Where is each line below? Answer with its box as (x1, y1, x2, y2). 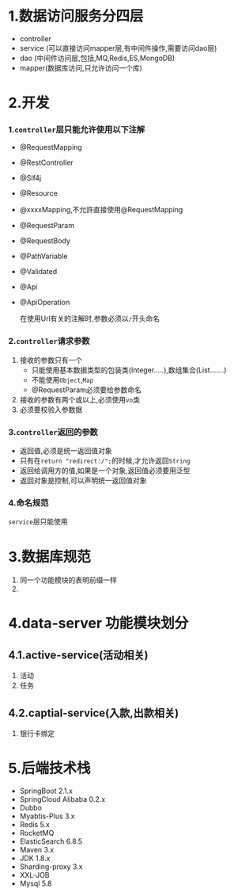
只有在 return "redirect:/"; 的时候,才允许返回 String (19, 456, 191, 466)
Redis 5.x (19, 820, 50, 829)
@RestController (19, 158, 74, 167)
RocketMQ (19, 829, 55, 837)
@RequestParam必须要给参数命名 (31, 385, 142, 395)
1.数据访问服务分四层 (8, 7, 144, 25)
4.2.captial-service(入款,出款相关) (8, 706, 179, 719)
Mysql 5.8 (19, 879, 52, 888)
